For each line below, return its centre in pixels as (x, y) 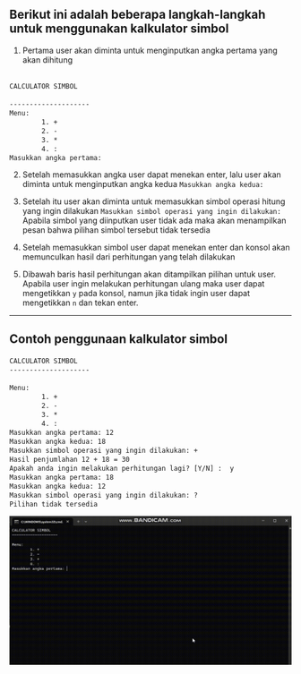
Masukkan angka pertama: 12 (62, 432)
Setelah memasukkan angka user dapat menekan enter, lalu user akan (152, 175)
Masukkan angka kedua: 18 (57, 441)
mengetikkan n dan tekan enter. (80, 303)
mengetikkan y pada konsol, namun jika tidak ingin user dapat (136, 293)
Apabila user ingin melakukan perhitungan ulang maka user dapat (143, 283)
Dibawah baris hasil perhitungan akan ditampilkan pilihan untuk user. (149, 274)
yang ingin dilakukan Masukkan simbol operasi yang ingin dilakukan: (152, 210)
